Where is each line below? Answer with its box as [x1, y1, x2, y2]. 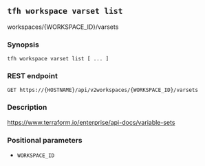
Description [7, 103, 47, 112]
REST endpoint [7, 71, 58, 81]
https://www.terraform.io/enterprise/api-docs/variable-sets [7, 118, 175, 126]
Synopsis [7, 40, 39, 49]
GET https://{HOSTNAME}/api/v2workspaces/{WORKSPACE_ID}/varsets [7, 86, 198, 94]
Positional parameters [7, 135, 83, 145]
